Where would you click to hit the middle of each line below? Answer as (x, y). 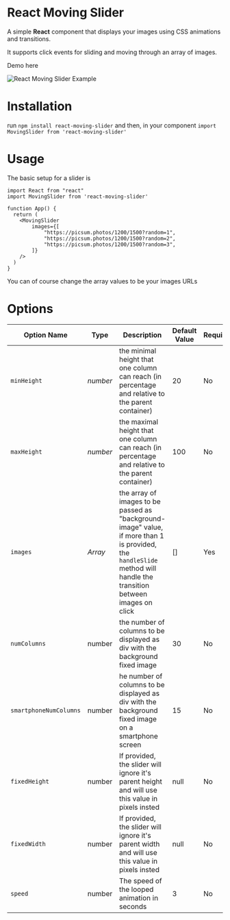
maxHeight (26, 451)
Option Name (46, 335)
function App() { (32, 208)
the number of (142, 622)
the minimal (138, 351)
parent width (139, 844)
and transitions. (29, 38)
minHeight (26, 381)
